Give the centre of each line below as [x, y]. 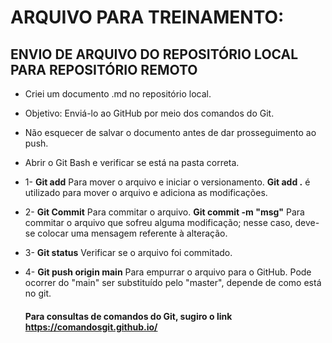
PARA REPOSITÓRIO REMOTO [104, 69]
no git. [38, 293]
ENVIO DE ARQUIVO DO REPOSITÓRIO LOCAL [154, 54]
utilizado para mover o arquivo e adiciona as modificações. [146, 192]
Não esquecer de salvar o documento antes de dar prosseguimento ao [170, 132]
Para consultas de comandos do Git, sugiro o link [128, 316]
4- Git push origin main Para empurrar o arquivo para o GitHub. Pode [168, 272]
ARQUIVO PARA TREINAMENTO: [147, 17]
